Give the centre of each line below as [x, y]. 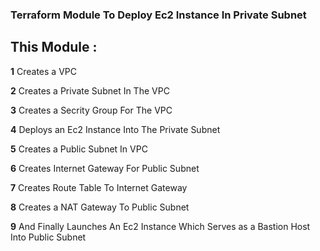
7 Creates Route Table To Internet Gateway [99, 187]
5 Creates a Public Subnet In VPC [79, 149]
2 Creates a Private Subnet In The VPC [90, 90]
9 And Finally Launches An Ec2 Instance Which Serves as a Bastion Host [160, 226]
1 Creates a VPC [43, 71]
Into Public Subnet [48, 237]
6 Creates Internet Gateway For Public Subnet [105, 168]
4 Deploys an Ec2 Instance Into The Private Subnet [115, 129]
